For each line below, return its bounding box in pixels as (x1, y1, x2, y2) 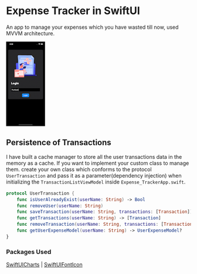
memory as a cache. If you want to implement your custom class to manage (6, 159, 189, 166)
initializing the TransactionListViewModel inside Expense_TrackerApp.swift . (6, 178, 186, 185)
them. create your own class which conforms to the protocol (6, 166, 152, 173)
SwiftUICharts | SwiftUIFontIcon (6, 261, 83, 268)
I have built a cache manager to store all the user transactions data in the (6, 153, 182, 160)
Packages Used (6, 248, 52, 256)
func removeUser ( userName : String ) (16, 203, 104, 209)
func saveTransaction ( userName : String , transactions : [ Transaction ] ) (16, 209, 193, 215)
